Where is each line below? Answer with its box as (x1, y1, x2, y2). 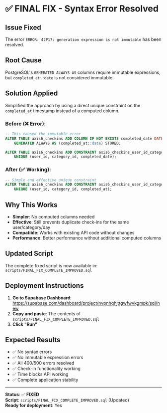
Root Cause (5, 56, 42, 65)
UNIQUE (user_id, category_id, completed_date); (14, 154, 117, 160)
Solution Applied (5, 89, 58, 98)
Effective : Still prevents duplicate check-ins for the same (12, 219, 129, 225)
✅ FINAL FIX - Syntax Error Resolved (5, 3, 159, 14)
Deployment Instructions (5, 281, 84, 290)
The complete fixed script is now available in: (5, 262, 98, 268)
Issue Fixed (5, 23, 41, 31)
